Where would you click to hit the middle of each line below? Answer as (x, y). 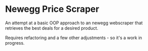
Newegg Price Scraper (52, 9)
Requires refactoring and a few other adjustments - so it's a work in (74, 38)
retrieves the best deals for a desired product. (52, 28)
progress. (15, 43)
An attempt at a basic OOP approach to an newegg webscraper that (74, 23)
